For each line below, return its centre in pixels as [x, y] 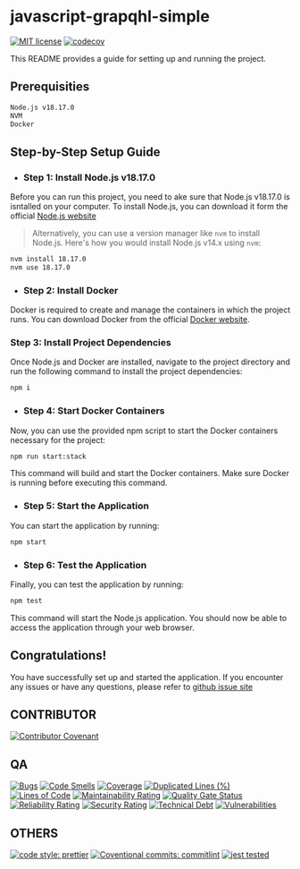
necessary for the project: [58, 439]
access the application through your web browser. [102, 627]
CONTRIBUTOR [54, 715]
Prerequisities [50, 87]
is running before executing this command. [89, 483]
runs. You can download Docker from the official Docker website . [130, 319]
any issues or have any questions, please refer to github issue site [132, 686]
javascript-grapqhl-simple [110, 17]
